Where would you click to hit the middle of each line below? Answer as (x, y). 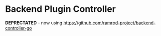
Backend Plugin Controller (61, 9)
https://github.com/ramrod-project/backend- (110, 23)
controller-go (19, 28)
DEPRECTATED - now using (34, 23)
